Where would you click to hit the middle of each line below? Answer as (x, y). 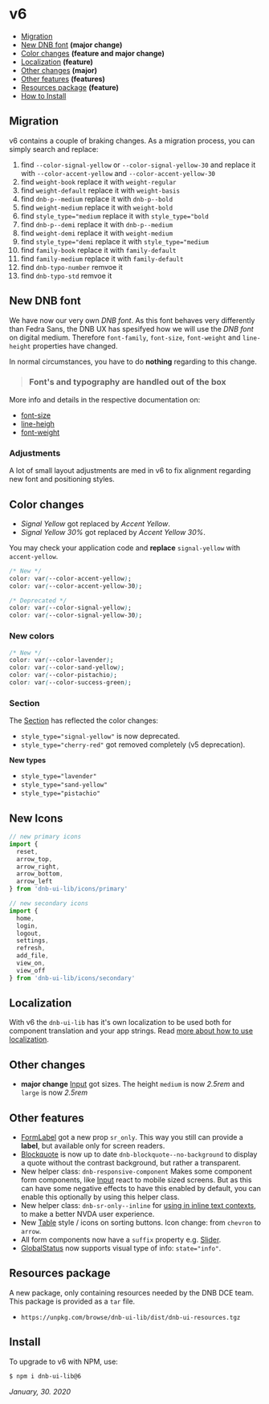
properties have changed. (75, 345)
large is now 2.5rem (54, 1092)
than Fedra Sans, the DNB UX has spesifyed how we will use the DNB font (131, 329)
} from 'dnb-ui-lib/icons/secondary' (72, 978)
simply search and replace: (54, 149)
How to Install (43, 96)
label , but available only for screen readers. (93, 1146)
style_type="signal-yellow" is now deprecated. (100, 737)
